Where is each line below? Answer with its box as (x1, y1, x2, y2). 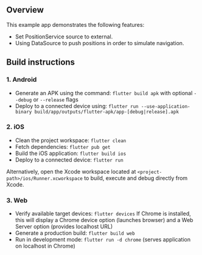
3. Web (6, 196, 28, 204)
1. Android (6, 76, 37, 84)
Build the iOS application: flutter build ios (15, 149, 127, 157)
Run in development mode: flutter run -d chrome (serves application (15, 236, 190, 243)
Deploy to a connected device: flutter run (15, 156, 124, 163)
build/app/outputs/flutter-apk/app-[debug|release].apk (34, 109, 179, 115)
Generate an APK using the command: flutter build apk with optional (15, 89, 193, 96)
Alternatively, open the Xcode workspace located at (6, 168, 136, 175)
